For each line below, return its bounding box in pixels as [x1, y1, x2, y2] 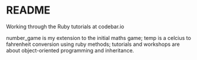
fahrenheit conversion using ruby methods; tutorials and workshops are [6, 41, 180, 48]
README [6, 4, 51, 17]
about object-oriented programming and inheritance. [6, 46, 134, 54]
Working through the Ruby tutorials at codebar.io [6, 23, 124, 30]
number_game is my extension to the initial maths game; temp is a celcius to [6, 34, 192, 41]
